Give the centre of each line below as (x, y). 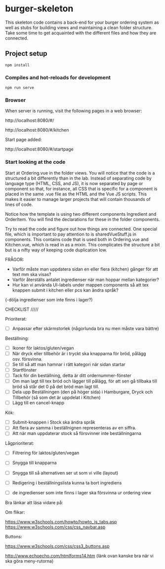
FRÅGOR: (15, 259)
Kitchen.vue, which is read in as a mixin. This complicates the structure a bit (82, 244)
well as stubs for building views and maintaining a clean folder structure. (79, 27)
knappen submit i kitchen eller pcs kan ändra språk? (65, 290)
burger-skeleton (39, 9)
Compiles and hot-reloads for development (58, 77)
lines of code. (19, 204)
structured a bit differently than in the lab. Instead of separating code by (78, 178)
